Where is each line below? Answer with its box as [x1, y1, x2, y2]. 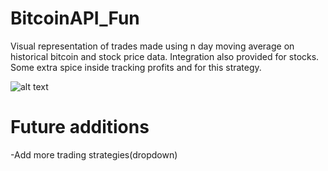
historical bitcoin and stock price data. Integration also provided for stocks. [10, 50, 320, 62]
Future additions [10, 116, 150, 139]
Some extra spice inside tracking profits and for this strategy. [10, 61, 262, 73]
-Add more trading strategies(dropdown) [10, 148, 178, 161]
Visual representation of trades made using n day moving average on [10, 40, 295, 52]
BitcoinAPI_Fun [10, 7, 140, 30]
